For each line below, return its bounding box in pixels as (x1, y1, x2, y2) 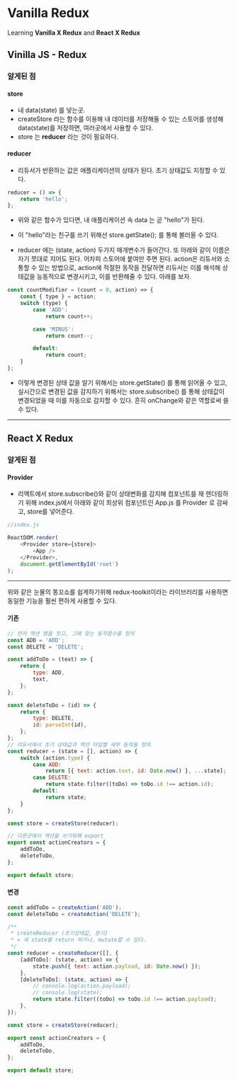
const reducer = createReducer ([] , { (7, 950, 119, 957)
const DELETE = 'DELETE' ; (7, 643, 84, 651)
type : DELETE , (33, 715, 74, 722)
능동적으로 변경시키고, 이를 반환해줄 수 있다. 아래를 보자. (36, 273, 192, 281)
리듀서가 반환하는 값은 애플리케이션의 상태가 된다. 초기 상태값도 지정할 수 (17, 166, 218, 174)
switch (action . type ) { (20, 754, 91, 762)
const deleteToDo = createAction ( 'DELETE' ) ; (7, 910, 141, 917)
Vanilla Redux (7, 5, 90, 21)
